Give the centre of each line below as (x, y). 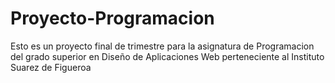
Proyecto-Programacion (112, 18)
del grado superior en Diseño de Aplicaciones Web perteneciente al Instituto (167, 56)
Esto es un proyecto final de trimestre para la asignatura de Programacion (162, 46)
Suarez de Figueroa (51, 67)
